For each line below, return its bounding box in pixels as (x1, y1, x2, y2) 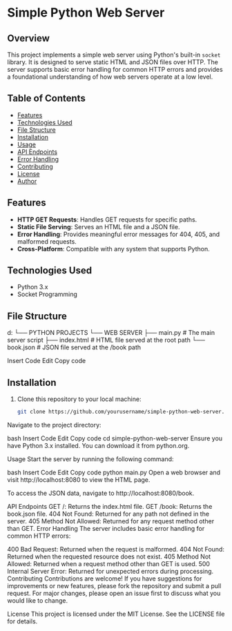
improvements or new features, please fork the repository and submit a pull (7, 581, 222, 590)
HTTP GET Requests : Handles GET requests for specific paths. (17, 215, 197, 224)
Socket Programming (17, 290, 78, 298)
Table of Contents (7, 93, 86, 104)
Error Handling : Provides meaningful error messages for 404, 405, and (17, 230, 220, 238)
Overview (7, 32, 50, 44)
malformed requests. (17, 237, 77, 246)
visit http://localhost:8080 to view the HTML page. (7, 475, 151, 484)
